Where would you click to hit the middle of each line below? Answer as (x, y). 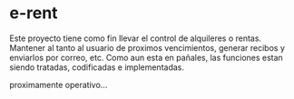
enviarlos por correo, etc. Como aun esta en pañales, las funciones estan (146, 57)
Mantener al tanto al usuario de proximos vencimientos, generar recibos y (147, 47)
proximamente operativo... (59, 84)
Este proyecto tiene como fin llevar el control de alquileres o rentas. (135, 38)
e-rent (34, 13)
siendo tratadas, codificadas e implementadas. (97, 67)
